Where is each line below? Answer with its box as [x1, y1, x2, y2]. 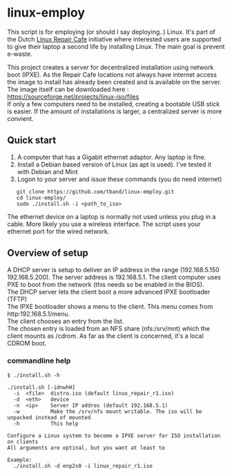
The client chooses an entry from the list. [7, 316, 124, 325]
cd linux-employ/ [16, 194, 67, 201]
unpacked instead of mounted [7, 414, 91, 421]
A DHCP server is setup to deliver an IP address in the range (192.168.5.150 [7, 265, 220, 274]
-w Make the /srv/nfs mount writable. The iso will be [13, 408, 202, 415]
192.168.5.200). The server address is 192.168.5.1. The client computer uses [7, 273, 221, 281]
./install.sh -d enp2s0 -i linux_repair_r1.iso [13, 462, 153, 469]
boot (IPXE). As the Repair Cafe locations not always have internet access [7, 70, 217, 79]
